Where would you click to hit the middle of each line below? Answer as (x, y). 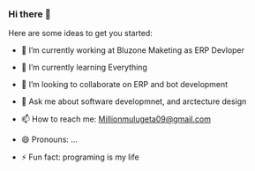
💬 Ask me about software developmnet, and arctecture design (134, 101)
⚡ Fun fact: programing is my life (80, 157)
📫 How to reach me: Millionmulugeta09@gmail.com (116, 119)
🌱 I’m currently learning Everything (84, 67)
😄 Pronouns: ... (49, 139)
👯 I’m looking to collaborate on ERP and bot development (124, 85)
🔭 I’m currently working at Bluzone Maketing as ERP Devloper (132, 50)
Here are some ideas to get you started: (81, 33)
